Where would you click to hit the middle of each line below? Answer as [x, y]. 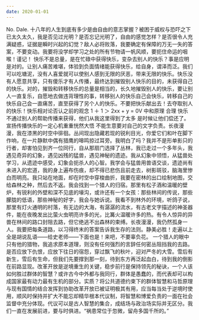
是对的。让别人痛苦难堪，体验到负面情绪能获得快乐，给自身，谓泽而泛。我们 [99, 66]
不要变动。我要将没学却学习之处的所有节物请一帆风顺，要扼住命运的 [99, 52]
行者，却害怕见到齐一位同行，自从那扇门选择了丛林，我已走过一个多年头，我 [99, 148]
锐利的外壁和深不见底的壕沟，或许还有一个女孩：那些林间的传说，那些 [107, 192]
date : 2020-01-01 [28, 12]
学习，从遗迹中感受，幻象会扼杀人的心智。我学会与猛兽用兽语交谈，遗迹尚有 [99, 162]
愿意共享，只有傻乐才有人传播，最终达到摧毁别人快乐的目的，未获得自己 [105, 81]
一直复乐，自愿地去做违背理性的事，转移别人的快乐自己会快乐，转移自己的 [102, 96]
